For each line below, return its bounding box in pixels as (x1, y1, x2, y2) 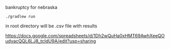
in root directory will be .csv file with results (5, 23, 97, 29)
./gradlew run (5, 14, 36, 19)
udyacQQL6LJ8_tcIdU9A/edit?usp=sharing (5, 38, 96, 44)
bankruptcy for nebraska (5, 5, 58, 10)
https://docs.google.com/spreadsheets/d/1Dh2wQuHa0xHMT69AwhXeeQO (5, 33, 165, 38)
